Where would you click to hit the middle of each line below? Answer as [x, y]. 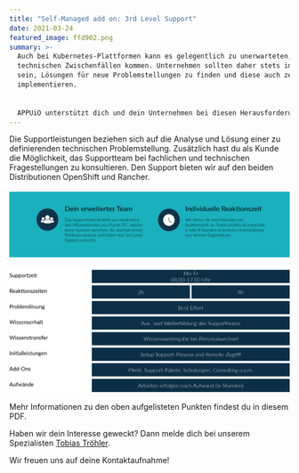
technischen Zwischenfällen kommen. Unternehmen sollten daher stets [149, 66]
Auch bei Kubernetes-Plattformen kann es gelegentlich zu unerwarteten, [155, 57]
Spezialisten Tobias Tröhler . [60, 443]
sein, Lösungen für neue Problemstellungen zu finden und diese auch [149, 76]
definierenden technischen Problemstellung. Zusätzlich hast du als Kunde [144, 149]
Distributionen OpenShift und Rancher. [80, 177]
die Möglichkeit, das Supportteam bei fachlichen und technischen [129, 158]
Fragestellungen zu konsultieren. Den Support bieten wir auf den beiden [141, 167]
